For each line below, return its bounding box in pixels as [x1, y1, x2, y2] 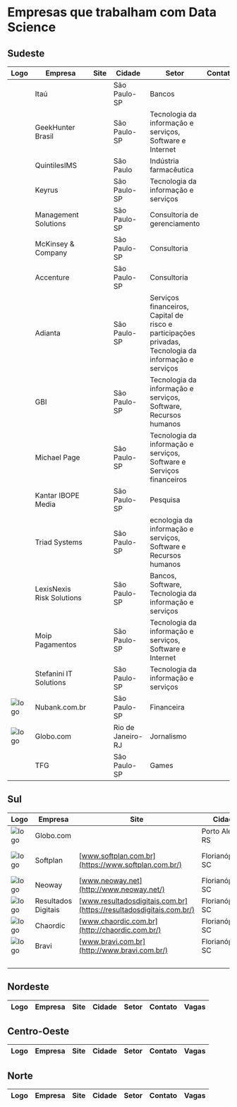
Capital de [150, 311, 184, 320]
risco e [150, 319, 173, 329]
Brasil [35, 131, 54, 141]
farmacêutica [150, 165, 194, 174]
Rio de [113, 723, 135, 732]
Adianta [35, 328, 61, 337]
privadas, [150, 337, 181, 347]
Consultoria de [150, 210, 199, 220]
